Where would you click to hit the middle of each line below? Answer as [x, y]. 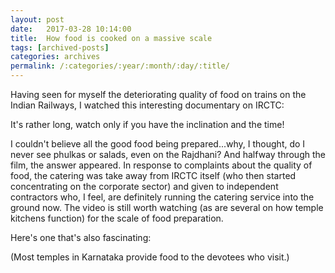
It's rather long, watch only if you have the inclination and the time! [147, 124]
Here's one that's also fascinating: [81, 237]
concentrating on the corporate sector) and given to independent [144, 186]
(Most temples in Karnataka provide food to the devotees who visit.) [150, 257]
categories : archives [55, 57]
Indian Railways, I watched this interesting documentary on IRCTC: [147, 105]
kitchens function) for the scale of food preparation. [117, 218]
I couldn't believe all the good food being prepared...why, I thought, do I [158, 144]
